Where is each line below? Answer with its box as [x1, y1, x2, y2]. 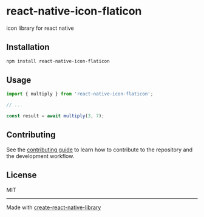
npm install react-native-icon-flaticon [6, 58, 110, 64]
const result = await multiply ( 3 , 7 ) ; [6, 113, 104, 119]
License [6, 170, 37, 181]
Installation [6, 42, 50, 52]
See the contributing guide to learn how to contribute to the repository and [6, 146, 193, 153]
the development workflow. [6, 152, 75, 159]
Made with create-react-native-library [6, 204, 101, 211]
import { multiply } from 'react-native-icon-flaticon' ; [6, 91, 154, 97]
